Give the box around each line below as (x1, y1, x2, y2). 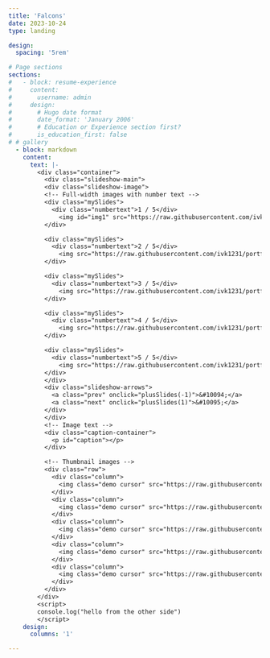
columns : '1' (29, 630, 74, 639)
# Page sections (8, 64, 63, 72)
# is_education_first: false (8, 130, 128, 139)
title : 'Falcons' (8, 11, 67, 20)
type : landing (8, 27, 56, 35)
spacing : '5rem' (15, 49, 70, 57)
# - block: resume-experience (8, 78, 117, 86)
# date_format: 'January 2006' (8, 116, 135, 124)
